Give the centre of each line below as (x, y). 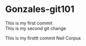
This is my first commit (29, 23)
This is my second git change (36, 28)
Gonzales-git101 (40, 9)
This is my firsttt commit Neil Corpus (43, 38)
